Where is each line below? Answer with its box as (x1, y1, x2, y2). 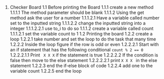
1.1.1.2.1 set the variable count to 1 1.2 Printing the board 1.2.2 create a (10, 31, 153, 36)
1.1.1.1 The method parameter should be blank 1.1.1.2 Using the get (10, 9, 144, 15)
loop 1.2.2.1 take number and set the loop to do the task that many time (10, 36, 156, 42)
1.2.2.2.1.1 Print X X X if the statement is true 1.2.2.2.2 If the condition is (10, 52, 158, 58)
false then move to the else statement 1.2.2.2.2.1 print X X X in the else (10, 57, 157, 63)
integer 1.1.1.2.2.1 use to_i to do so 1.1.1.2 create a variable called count (10, 25, 154, 31)
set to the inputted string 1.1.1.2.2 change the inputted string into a (10, 20, 146, 26)
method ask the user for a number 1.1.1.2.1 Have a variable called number (10, 15, 159, 20)
